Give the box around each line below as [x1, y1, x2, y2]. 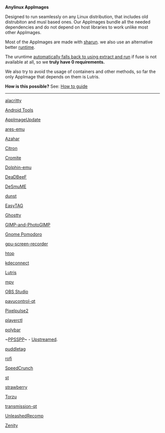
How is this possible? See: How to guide [5, 83, 88, 89]
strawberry [5, 384, 28, 390]
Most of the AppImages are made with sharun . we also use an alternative [5, 39, 153, 45]
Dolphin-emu [5, 165, 32, 170]
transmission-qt [5, 403, 37, 409]
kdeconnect [5, 260, 29, 266]
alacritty [5, 98, 22, 103]
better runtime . [5, 44, 35, 50]
